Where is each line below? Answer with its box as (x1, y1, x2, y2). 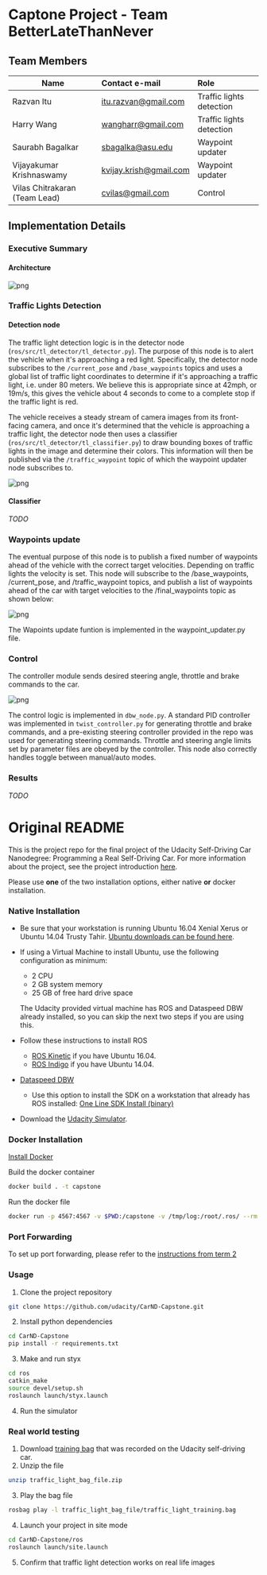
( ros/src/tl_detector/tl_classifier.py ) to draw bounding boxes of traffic (8, 437, 253, 447)
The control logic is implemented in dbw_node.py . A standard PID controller (8, 710, 251, 720)
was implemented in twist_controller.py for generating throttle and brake (8, 719, 253, 729)
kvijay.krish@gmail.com (101, 164, 190, 176)
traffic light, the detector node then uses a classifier (8, 429, 178, 439)
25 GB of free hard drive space (31, 988, 133, 997)
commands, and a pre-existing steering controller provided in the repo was (8, 727, 253, 737)
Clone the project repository (19, 1287, 113, 1297)
